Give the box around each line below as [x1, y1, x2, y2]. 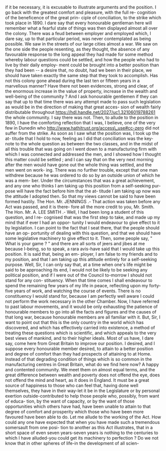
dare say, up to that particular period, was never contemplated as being [5, 36, 151, 42]
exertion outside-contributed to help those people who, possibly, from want [5, 393, 160, 399]
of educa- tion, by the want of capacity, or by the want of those [5, 398, 135, 404]
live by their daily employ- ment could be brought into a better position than [5, 62, 160, 68]
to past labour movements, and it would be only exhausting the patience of [5, 304, 158, 310]
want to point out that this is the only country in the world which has [5, 319, 144, 325]
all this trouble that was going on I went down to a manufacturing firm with [5, 146, 157, 152]
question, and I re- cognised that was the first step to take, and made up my [5, 215, 160, 220]
